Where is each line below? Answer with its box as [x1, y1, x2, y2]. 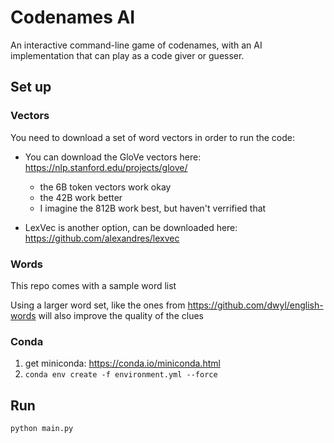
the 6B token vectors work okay [39, 181, 172, 193]
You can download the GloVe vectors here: [24, 151, 202, 163]
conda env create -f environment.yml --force [24, 370, 218, 380]
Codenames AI [10, 6, 136, 29]
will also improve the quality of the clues [38, 309, 204, 321]
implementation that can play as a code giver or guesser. [10, 49, 245, 61]
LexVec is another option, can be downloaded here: [24, 221, 238, 233]
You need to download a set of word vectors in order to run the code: [10, 131, 295, 143]
